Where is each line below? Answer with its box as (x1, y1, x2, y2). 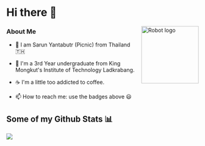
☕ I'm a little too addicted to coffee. (15, 79, 105, 86)
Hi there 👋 (6, 5, 57, 20)
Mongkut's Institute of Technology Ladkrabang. (15, 67, 135, 74)
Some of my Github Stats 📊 (6, 114, 113, 124)
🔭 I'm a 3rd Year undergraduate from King (15, 60, 121, 67)
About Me (6, 27, 37, 36)
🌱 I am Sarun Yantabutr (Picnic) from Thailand (15, 41, 131, 48)
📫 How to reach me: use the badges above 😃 (15, 93, 132, 100)
